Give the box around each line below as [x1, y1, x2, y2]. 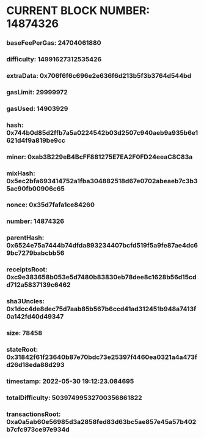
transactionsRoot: [6, 410, 61, 418]
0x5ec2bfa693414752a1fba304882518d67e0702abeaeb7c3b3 [6, 176, 198, 185]
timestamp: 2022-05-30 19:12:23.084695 [6, 377, 134, 385]
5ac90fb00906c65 [6, 184, 65, 193]
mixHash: [6, 169, 35, 178]
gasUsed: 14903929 [6, 104, 68, 113]
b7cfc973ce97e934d [6, 425, 70, 434]
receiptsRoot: [6, 265, 48, 274]
